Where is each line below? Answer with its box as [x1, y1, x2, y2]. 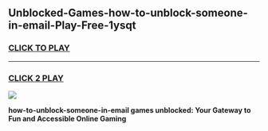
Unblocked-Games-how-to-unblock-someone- [8, 6, 249, 20]
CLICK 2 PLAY [8, 72, 64, 83]
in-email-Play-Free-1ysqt [8, 19, 136, 33]
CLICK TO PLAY [8, 43, 70, 54]
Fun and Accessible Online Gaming [8, 114, 127, 123]
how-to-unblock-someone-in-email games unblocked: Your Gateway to [8, 105, 251, 114]
